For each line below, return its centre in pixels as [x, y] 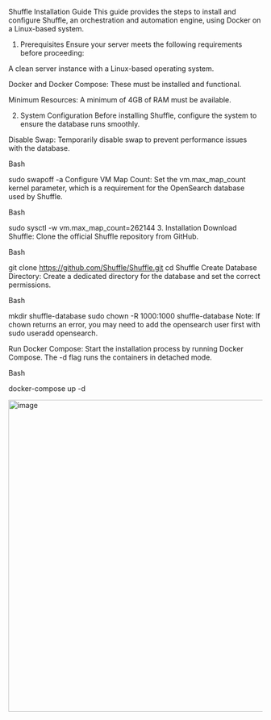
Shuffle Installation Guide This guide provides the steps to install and [122, 12]
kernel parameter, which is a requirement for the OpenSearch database [127, 188]
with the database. [39, 148]
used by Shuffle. [35, 196]
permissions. [30, 285]
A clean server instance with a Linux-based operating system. [111, 69]
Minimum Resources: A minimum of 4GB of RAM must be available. [120, 100]
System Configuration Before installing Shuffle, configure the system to [138, 115]
